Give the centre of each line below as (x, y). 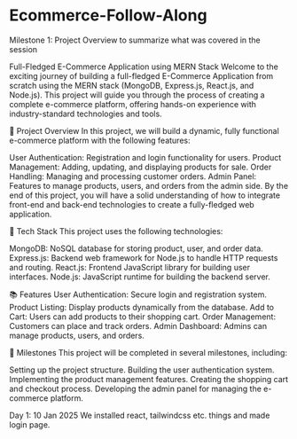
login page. (30, 424)
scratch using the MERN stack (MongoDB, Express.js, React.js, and (132, 85)
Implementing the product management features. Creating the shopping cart (149, 379)
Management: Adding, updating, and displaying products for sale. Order (141, 167)
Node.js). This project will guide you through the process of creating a (137, 95)
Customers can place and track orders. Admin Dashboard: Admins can (138, 325)
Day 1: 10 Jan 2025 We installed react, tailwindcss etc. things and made (140, 415)
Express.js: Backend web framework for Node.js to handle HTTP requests (144, 257)
